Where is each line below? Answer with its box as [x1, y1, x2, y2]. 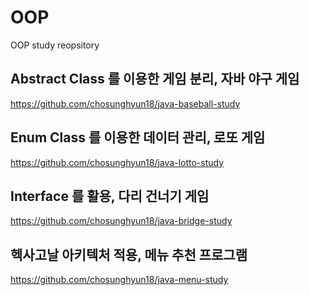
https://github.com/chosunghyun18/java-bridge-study [10, 215, 233, 227]
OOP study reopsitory [10, 39, 100, 51]
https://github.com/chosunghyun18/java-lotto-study [10, 156, 225, 168]
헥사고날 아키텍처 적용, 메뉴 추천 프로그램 [10, 246, 248, 263]
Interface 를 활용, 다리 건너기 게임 [10, 187, 210, 205]
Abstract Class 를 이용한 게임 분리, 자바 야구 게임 [10, 71, 300, 88]
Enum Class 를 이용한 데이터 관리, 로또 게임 [10, 129, 266, 146]
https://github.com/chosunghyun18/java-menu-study [10, 274, 229, 286]
